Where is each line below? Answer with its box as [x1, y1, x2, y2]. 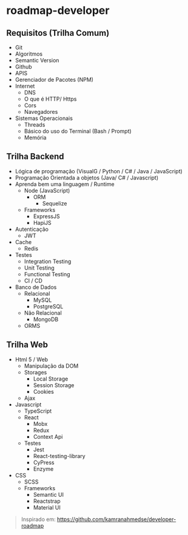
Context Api [33, 433, 63, 440]
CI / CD [24, 277, 42, 284]
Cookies [33, 388, 55, 395]
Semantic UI [33, 491, 64, 498]
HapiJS [33, 219, 52, 226]
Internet [15, 82, 35, 90]
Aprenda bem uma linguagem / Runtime [15, 180, 115, 188]
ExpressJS [33, 213, 60, 220]
